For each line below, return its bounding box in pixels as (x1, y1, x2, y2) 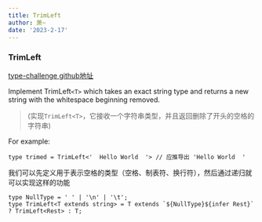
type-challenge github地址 (8, 71, 94, 80)
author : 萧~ (8, 19, 46, 27)
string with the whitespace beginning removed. (8, 95, 161, 104)
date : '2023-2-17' (8, 26, 68, 34)
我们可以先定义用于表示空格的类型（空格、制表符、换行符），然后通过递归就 (8, 168, 253, 177)
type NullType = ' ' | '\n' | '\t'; (8, 193, 128, 201)
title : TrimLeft (8, 11, 61, 20)
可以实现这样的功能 (8, 177, 71, 187)
